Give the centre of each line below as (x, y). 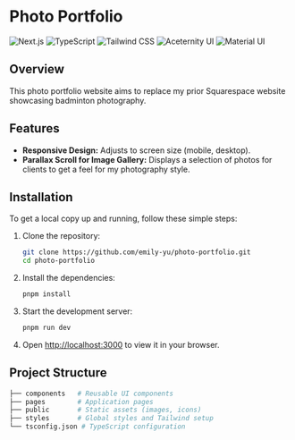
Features (34, 128)
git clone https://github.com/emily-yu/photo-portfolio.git (136, 252)
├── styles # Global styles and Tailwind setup (112, 419)
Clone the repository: (61, 236)
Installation (41, 197)
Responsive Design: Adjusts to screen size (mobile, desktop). (136, 150)
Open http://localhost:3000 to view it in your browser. (121, 344)
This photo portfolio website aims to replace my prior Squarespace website (147, 90)
